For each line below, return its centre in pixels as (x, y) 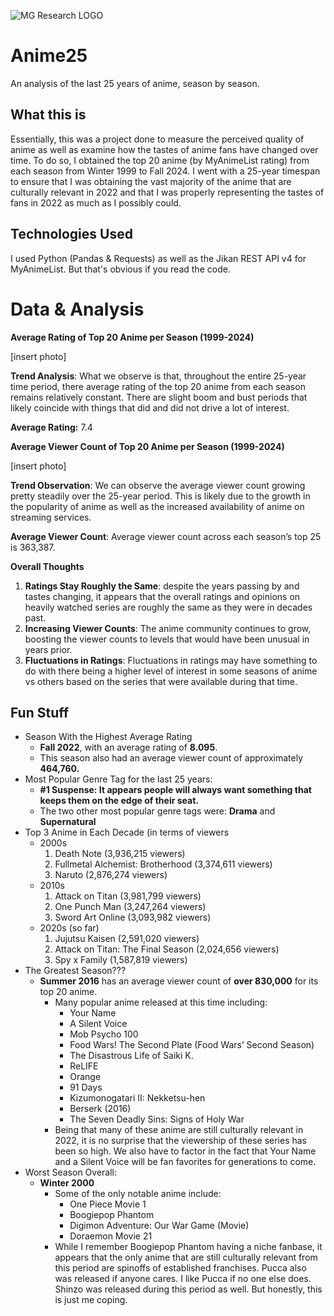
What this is (48, 115)
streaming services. (51, 517)
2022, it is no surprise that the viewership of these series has (181, 1141)
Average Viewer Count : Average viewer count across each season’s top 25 (166, 536)
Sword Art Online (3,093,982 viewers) (133, 917)
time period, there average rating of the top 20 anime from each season (158, 386)
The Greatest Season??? (75, 971)
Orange (85, 1077)
